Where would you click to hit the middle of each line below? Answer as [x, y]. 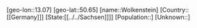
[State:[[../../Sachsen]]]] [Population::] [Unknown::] [118, 17]
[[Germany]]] [25, 17]
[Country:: [174, 10]
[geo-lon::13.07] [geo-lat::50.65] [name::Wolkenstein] [83, 10]
